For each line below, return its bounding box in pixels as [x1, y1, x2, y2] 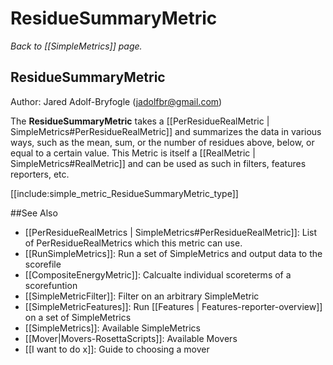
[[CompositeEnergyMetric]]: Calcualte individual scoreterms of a [24, 268, 292, 281]
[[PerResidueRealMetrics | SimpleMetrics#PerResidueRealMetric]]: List [24, 226, 318, 238]
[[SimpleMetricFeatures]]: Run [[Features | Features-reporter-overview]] [24, 300, 323, 312]
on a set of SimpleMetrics [24, 311, 132, 323]
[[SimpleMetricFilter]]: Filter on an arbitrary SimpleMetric [24, 290, 260, 302]
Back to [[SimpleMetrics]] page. [10, 40, 143, 52]
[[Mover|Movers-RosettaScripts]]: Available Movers [24, 332, 238, 344]
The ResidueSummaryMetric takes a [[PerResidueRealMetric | [10, 115, 270, 127]
